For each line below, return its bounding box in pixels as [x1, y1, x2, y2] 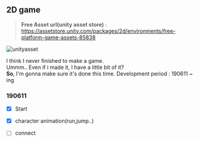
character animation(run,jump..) [14, 117, 94, 124]
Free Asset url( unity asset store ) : [21, 21, 107, 28]
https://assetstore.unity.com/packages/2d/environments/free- [21, 27, 176, 34]
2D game [6, 5, 41, 15]
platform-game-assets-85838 [21, 33, 96, 41]
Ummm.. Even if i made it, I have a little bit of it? [6, 63, 124, 71]
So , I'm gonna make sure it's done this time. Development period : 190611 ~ [6, 69, 193, 77]
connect [14, 129, 36, 137]
